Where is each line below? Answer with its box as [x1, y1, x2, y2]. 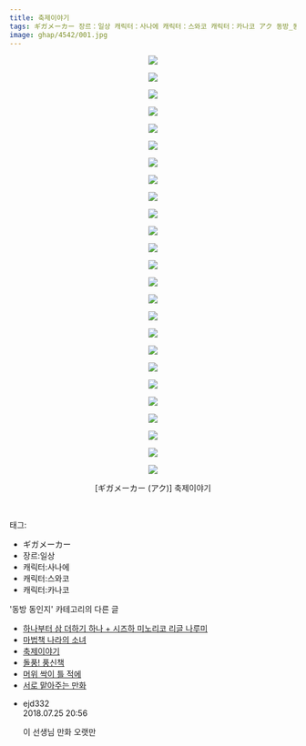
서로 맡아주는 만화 [22, 680, 87, 691]
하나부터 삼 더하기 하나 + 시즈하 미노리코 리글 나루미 [22, 623, 208, 634]
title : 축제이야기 [9, 13, 70, 23]
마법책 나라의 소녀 [22, 634, 87, 646]
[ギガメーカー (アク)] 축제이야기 [94, 483, 211, 494]
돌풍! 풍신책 [22, 657, 66, 669]
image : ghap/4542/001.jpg [9, 30, 107, 39]
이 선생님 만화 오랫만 [22, 727, 97, 738]
